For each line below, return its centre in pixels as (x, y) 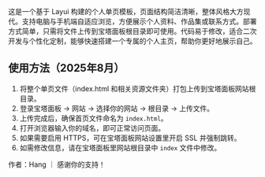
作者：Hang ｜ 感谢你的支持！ (57, 164)
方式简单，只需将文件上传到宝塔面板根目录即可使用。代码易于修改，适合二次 (132, 31)
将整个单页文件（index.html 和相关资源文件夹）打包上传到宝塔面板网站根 (138, 88)
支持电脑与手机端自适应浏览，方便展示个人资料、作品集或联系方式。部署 (139, 21)
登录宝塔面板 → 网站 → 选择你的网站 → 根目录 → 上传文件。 (117, 108)
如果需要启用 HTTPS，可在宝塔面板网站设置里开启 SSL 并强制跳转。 (130, 138)
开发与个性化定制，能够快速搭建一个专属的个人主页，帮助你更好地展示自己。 (132, 41)
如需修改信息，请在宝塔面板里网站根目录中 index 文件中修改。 (120, 147)
